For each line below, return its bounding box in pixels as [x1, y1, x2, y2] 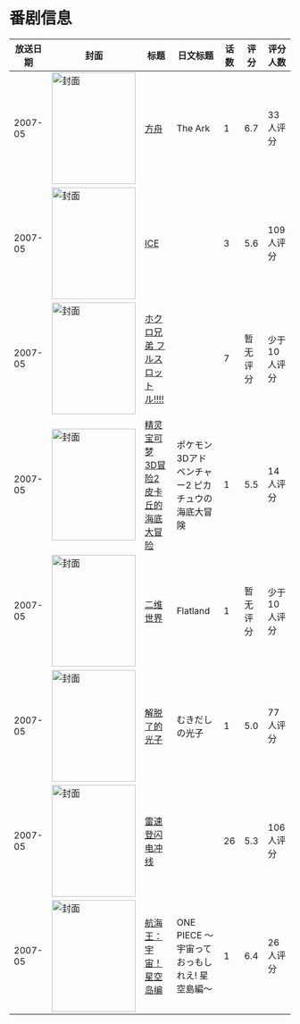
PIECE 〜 [176, 928, 214, 941]
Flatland [176, 604, 211, 617]
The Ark [176, 122, 211, 134]
